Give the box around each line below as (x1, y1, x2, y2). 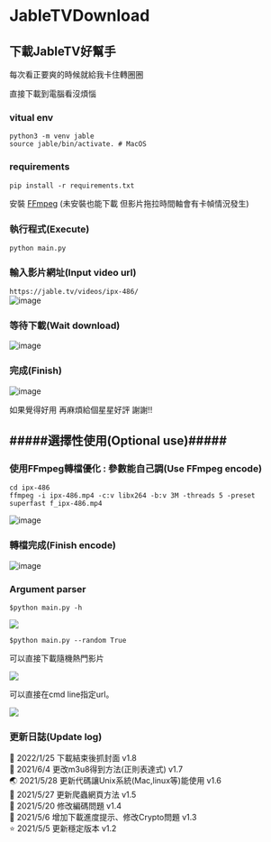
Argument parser (9, 582, 86, 595)
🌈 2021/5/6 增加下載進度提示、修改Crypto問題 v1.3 (9, 812, 197, 823)
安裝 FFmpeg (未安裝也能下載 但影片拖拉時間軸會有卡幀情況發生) (9, 197, 249, 208)
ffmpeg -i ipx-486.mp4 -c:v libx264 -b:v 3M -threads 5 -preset (9, 491, 256, 500)
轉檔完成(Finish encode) (9, 539, 117, 552)
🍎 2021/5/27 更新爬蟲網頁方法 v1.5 (9, 790, 137, 801)
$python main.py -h (9, 603, 83, 613)
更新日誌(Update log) (9, 730, 103, 743)
